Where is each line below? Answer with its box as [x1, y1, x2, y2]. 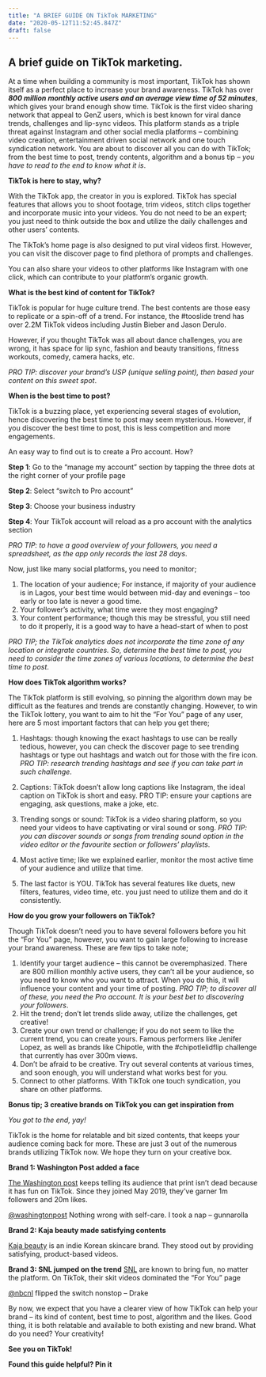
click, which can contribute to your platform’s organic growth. [8, 272, 208, 282]
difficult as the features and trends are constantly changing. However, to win [8, 701, 258, 711]
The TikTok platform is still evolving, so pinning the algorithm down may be [8, 693, 253, 703]
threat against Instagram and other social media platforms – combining [8, 127, 239, 137]
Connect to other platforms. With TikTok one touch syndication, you [19, 1076, 241, 1086]
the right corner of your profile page [8, 471, 127, 480]
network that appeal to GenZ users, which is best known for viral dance [8, 110, 241, 119]
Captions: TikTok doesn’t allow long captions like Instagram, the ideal [19, 783, 245, 792]
